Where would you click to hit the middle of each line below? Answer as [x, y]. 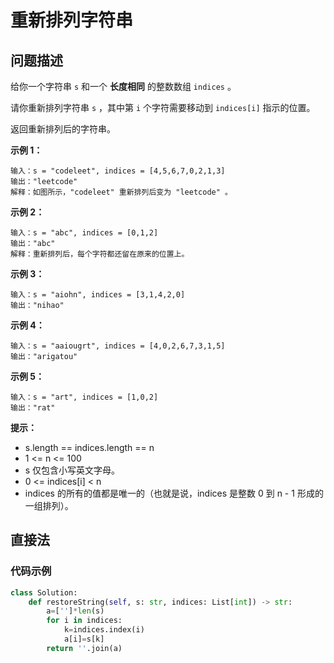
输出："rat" [33, 408]
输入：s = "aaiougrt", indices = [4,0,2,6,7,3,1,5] [118, 346]
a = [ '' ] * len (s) [75, 611]
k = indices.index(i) [104, 630]
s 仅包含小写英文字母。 [72, 470]
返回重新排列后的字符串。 [63, 129]
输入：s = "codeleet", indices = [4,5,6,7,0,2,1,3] [118, 171]
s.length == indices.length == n [89, 447]
